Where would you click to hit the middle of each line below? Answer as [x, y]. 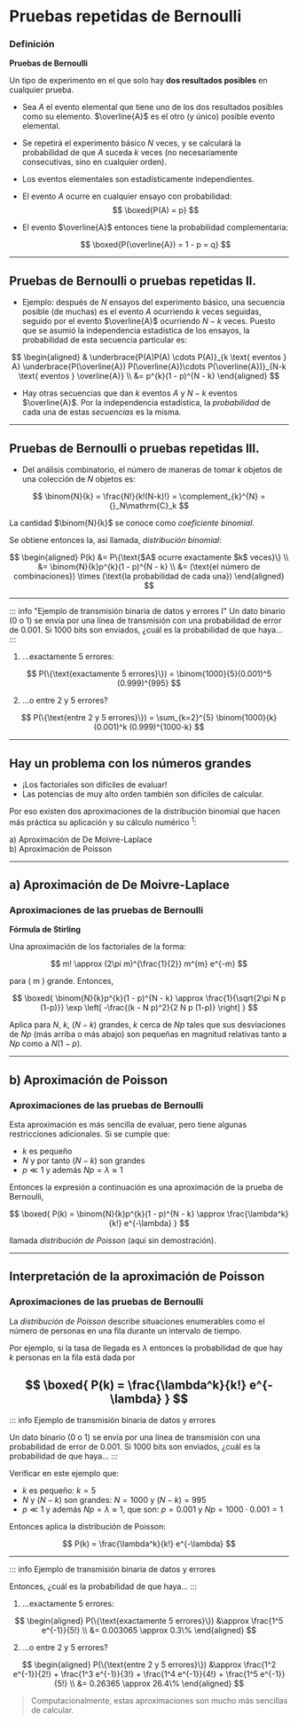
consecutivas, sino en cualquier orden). [94, 162]
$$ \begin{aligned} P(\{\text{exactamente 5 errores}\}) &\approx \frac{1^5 [149, 1621]
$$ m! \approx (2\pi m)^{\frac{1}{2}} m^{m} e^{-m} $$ [149, 964]
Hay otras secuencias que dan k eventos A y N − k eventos [129, 393]
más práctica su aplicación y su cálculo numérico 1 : [103, 821]
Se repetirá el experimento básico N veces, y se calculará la [131, 143]
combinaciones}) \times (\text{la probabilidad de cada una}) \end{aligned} [149, 576]
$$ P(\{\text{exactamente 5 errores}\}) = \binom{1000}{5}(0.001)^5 [149, 674]
